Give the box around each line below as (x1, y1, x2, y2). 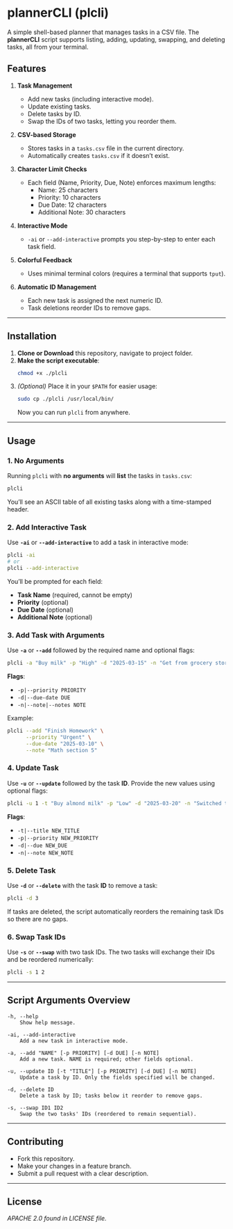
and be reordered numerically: (7, 956, 94, 964)
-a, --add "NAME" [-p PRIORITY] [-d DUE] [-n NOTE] (7, 1049, 159, 1056)
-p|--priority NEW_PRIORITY (17, 834, 98, 841)
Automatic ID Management (17, 283, 97, 291)
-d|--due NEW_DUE (17, 842, 68, 849)
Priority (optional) (17, 598, 69, 606)
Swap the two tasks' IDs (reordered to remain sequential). (19, 1110, 197, 1118)
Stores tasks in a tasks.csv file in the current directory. (27, 144, 184, 152)
